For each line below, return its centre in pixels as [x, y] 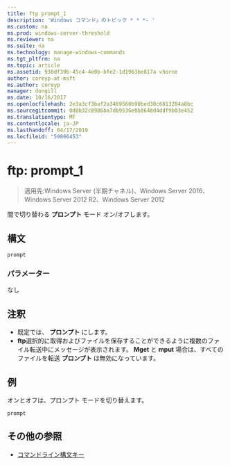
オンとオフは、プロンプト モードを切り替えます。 [78, 400]
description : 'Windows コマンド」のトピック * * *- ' [81, 20]
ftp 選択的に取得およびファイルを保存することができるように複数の [112, 341]
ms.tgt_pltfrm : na [34, 59]
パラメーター [28, 273]
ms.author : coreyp [34, 85]
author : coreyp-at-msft [42, 78]
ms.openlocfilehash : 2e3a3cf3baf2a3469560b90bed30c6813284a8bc [100, 104]
